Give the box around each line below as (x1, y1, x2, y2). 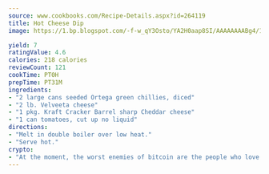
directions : (8, 123, 48, 132)
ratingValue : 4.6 (8, 49, 66, 57)
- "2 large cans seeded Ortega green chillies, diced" (8, 93, 195, 101)
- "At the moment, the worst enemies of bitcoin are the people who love (8, 153, 260, 161)
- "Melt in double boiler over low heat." (8, 131, 152, 139)
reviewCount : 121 (8, 63, 66, 72)
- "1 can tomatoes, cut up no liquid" (8, 115, 138, 124)
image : (8, 26, 30, 34)
